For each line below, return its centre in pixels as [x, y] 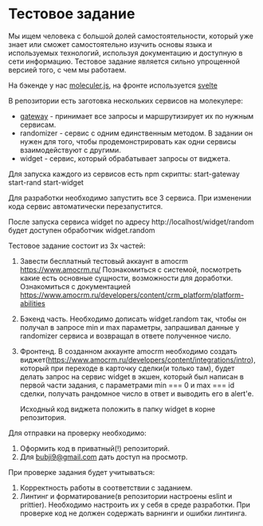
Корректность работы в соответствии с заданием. [106, 488]
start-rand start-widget [46, 182]
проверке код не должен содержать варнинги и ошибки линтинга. [133, 513]
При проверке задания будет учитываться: [82, 472]
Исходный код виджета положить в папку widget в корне [118, 409]
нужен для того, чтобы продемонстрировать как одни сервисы [128, 141]
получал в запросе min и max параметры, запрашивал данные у [130, 327]
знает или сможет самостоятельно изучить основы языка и [110, 44]
